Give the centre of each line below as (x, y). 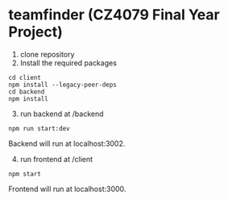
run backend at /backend (62, 114)
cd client (25, 77)
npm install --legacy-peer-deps (62, 85)
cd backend (27, 92)
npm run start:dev (39, 128)
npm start (25, 174)
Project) (35, 32)
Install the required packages (68, 63)
